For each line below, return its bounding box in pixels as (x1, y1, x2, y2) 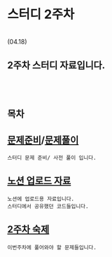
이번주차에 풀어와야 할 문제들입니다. (7, 244, 97, 251)
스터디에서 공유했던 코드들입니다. (7, 202, 89, 210)
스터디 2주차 (7, 6, 75, 22)
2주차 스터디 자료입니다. (7, 60, 106, 71)
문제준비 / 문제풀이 (7, 134, 79, 146)
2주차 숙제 (7, 223, 50, 235)
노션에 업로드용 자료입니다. (7, 195, 75, 202)
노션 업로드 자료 (7, 175, 71, 187)
